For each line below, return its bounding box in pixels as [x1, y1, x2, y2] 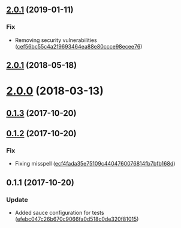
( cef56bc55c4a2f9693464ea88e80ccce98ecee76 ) [14, 43, 143, 50]
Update [6, 195, 28, 203]
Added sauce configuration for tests [14, 209, 104, 217]
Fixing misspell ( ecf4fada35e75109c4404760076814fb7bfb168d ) [14, 160, 176, 167]
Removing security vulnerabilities [14, 36, 97, 44]
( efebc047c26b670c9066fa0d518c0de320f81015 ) [14, 215, 139, 223]
